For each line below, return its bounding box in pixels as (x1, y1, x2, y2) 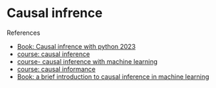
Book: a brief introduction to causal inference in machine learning (16, 72, 210, 81)
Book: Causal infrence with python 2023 (16, 42, 136, 50)
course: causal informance (16, 65, 96, 73)
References (6, 28, 41, 37)
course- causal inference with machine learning (16, 57, 158, 65)
